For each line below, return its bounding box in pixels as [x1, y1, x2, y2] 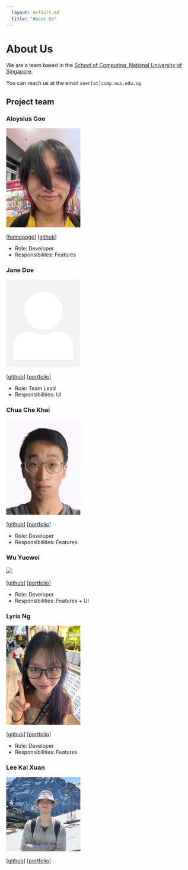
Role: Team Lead [14, 385, 56, 392]
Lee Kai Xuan [6, 763, 46, 771]
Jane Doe [6, 266, 34, 274]
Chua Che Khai [6, 405, 50, 414]
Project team [6, 97, 55, 107]
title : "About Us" [11, 15, 58, 22]
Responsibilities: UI [14, 391, 62, 398]
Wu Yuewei [6, 554, 40, 562]
